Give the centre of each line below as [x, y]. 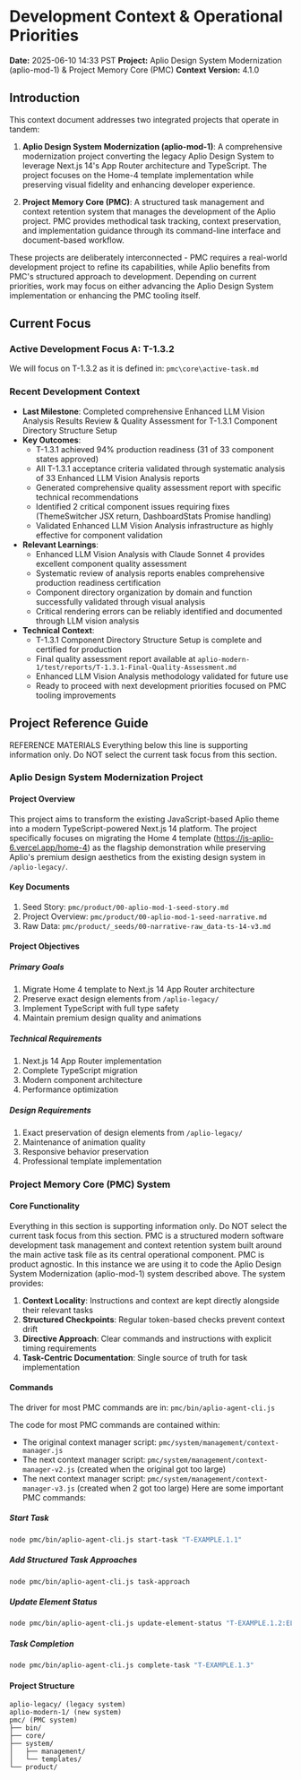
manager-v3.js [48, 1489]
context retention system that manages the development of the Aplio [149, 211]
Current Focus [50, 324]
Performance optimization [70, 1089]
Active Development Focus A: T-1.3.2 [92, 349]
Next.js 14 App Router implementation [92, 1061]
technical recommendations [87, 497]
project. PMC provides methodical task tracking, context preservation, [152, 220]
